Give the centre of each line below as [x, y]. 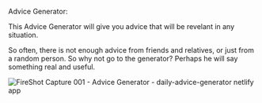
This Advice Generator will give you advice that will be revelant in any [122, 26]
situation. [23, 35]
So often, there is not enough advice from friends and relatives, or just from [131, 50]
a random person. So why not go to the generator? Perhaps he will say [123, 59]
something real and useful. [52, 67]
